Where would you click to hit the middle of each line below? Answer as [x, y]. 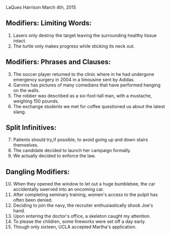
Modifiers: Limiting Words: [49, 23]
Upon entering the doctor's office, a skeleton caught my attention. [82, 216]
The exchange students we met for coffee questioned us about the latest [89, 106]
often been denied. [33, 200]
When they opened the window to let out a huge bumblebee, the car [84, 184]
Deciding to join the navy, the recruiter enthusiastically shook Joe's [83, 205]
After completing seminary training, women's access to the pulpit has [86, 195]
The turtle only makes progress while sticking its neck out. [74, 46]
